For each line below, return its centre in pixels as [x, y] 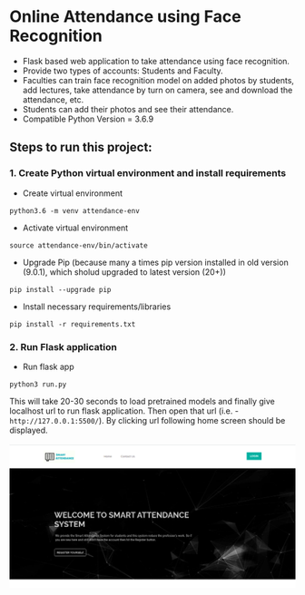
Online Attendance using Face [126, 17]
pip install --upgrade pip [60, 289]
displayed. [29, 430]
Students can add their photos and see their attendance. [128, 109]
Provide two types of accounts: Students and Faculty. [123, 71]
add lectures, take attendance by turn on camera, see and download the [157, 90]
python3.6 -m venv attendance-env [75, 210]
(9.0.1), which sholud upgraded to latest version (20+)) [124, 272]
